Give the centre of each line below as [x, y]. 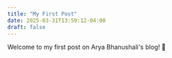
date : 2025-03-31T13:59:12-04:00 [57, 21]
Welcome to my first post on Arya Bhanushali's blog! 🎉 [87, 47]
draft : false [27, 27]
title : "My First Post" [42, 14]
